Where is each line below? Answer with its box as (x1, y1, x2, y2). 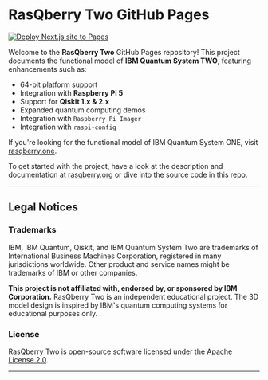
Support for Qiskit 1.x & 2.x (19, 96, 110, 106)
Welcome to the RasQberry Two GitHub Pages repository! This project (8, 47, 241, 57)
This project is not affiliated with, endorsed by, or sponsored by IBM (8, 283, 238, 292)
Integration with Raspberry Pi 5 (19, 88, 124, 97)
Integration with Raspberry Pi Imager (19, 113, 142, 123)
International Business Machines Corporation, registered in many (8, 251, 222, 261)
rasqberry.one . (8, 146, 57, 155)
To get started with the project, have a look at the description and (8, 161, 223, 170)
